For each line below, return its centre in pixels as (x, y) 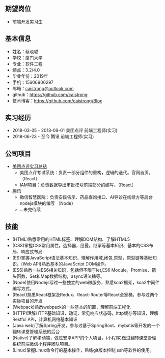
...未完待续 (30, 210)
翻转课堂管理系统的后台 (36, 332)
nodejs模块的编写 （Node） (48, 203)
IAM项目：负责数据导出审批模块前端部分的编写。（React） (78, 185)
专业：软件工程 (27, 64)
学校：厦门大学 (27, 58)
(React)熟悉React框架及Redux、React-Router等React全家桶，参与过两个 (85, 295)
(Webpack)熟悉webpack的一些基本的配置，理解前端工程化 (71, 307)
